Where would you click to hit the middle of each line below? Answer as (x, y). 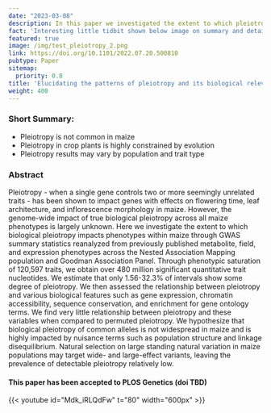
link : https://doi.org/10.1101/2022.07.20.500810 (94, 53)
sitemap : (23, 69)
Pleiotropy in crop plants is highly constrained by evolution (117, 145)
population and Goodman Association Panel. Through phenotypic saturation (134, 261)
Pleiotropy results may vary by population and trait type (112, 153)
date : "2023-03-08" (41, 16)
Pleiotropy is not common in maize (77, 136)
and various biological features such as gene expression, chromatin (121, 294)
